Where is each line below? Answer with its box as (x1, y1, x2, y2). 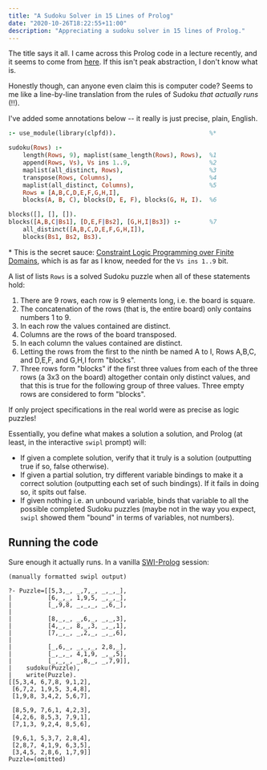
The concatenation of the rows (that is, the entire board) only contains (19, 304, 252, 314)
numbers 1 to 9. (19, 312, 71, 322)
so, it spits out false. (19, 487, 87, 496)
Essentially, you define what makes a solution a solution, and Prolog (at (8, 428, 243, 438)
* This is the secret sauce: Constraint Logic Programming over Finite (8, 247, 234, 257)
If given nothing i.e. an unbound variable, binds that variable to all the (19, 495, 249, 505)
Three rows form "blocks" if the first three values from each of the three (19, 363, 258, 373)
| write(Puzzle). (8, 671, 78, 679)
